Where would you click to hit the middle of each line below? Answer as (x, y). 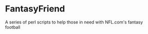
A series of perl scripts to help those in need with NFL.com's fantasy (74, 22)
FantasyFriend (35, 9)
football (13, 27)
